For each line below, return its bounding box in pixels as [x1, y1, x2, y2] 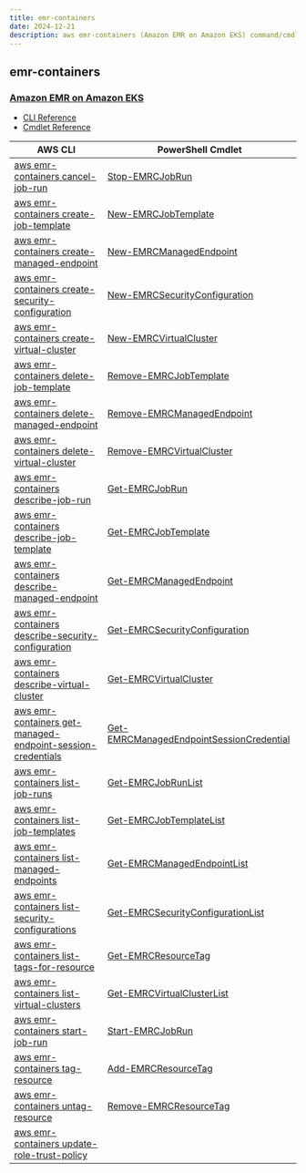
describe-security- [14, 630, 98, 643]
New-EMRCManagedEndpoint [107, 245, 239, 258]
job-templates [14, 826, 76, 839]
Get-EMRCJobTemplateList [107, 814, 226, 827]
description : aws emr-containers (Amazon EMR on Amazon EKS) [9, 30, 247, 39]
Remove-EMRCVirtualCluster [107, 445, 233, 458]
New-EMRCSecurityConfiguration [107, 289, 254, 302]
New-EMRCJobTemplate [107, 208, 215, 221]
